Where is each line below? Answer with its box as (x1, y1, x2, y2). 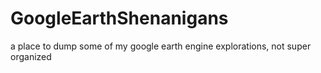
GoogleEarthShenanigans (10, 7, 229, 30)
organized (10, 50, 52, 62)
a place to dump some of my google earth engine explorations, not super (10, 40, 312, 52)
